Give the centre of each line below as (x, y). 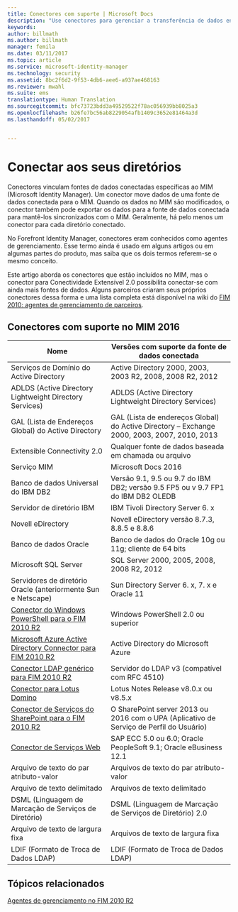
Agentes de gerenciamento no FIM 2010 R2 (70, 901)
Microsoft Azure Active (49, 639)
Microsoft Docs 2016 (146, 467)
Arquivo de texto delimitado (57, 789)
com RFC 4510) (137, 677)
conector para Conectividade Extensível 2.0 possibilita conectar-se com (113, 282)
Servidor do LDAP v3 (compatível (166, 669)
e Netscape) (32, 598)
